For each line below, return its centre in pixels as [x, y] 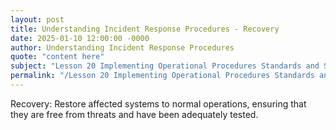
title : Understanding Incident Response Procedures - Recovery [145, 29]
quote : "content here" [57, 57]
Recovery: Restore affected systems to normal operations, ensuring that [158, 103]
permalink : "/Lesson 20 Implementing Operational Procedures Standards [162, 76]
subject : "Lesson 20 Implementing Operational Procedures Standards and [165, 66]
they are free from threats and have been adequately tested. [134, 114]
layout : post [37, 19]
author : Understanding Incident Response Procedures [122, 47]
